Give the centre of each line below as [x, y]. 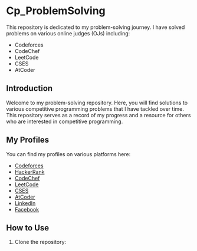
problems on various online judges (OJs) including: [68, 33]
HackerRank [29, 171]
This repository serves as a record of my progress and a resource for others [98, 115]
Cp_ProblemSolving [56, 11]
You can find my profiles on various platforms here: [68, 154]
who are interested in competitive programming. [65, 121]
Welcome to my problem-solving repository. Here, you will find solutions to [97, 103]
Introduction [29, 89]
